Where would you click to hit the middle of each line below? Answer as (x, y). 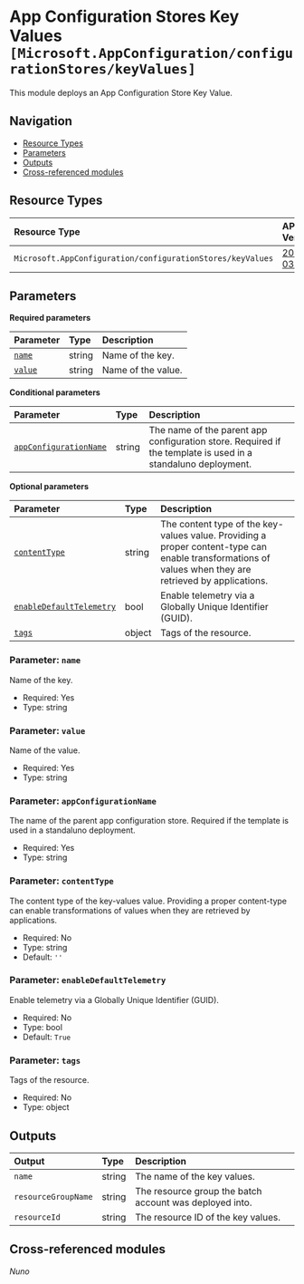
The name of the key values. (195, 1176)
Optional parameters (49, 487)
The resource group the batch (199, 1191)
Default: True (46, 1037)
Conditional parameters (55, 392)
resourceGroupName (53, 1197)
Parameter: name (45, 661)
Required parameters (50, 318)
